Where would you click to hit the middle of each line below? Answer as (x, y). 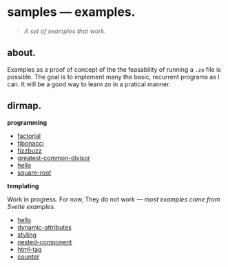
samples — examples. (71, 12)
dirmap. (24, 106)
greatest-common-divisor (54, 158)
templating (23, 186)
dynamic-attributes (44, 227)
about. (22, 53)
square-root (34, 172)
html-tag (29, 249)
